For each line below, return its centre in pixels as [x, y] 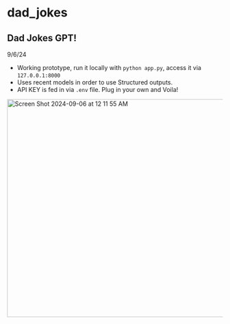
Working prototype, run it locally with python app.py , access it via [109, 68]
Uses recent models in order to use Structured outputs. [95, 82]
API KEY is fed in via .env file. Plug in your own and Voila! [98, 90]
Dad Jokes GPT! [42, 38]
